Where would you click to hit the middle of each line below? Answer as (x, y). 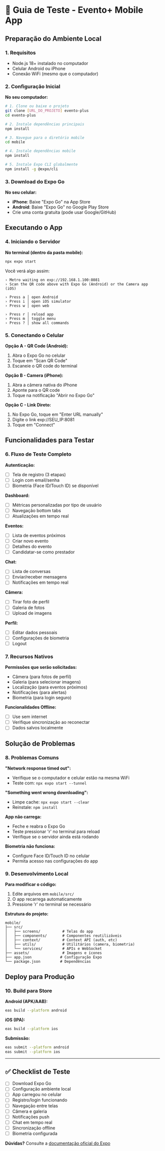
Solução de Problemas (40, 743)
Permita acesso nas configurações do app (55, 861)
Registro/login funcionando (40, 1100)
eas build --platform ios (31, 1029)
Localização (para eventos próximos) (50, 687)
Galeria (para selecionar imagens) (46, 682)
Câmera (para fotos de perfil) (42, 677)
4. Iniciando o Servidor (33, 242)
